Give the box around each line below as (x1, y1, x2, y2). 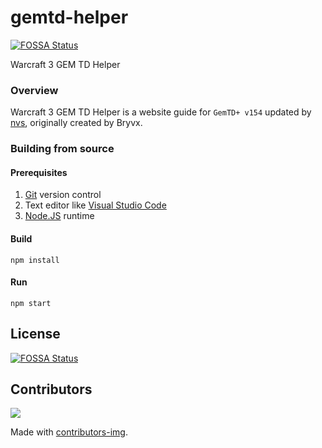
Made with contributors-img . (10, 426, 128, 438)
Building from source (10, 142, 115, 156)
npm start (10, 298, 52, 308)
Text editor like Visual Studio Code (24, 199, 167, 211)
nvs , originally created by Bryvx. (10, 117, 143, 129)
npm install (10, 255, 60, 265)
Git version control (24, 189, 102, 201)
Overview (10, 83, 59, 97)
